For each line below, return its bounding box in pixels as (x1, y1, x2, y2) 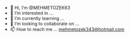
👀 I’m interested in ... (10, 10, 54, 16)
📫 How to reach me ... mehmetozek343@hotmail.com (10, 26, 125, 32)
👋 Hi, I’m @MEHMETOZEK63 (10, 5, 70, 10)
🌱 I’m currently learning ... (10, 15, 65, 21)
